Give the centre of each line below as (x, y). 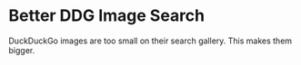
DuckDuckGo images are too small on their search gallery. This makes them (150, 41)
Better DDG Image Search (107, 16)
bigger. (22, 50)
